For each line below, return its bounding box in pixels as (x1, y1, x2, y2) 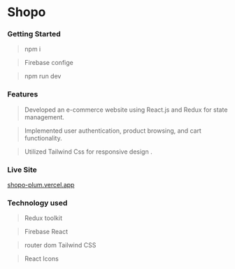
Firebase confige (24, 59, 73, 67)
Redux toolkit (24, 214, 63, 222)
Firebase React (24, 228, 69, 236)
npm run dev (24, 72, 62, 80)
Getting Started (7, 29, 61, 39)
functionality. (24, 133, 62, 142)
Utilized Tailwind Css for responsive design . (24, 147, 152, 156)
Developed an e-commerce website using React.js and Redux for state (24, 106, 228, 114)
